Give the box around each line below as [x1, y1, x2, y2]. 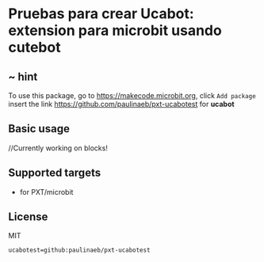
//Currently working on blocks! [8, 143, 109, 153]
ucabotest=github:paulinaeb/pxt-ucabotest [8, 246, 151, 254]
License [8, 211, 48, 224]
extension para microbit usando [8, 21, 222, 40]
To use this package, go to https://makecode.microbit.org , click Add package [8, 91, 256, 100]
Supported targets [8, 166, 101, 180]
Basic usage [8, 122, 70, 135]
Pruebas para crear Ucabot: [8, 5, 194, 23]
